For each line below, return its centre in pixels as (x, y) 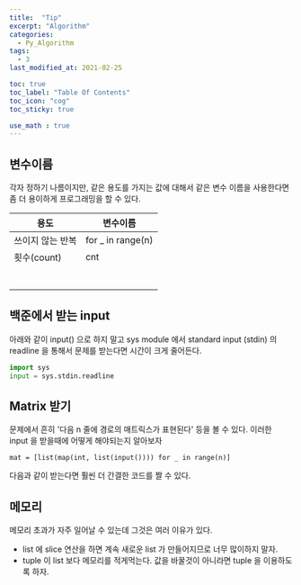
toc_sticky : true (42, 109)
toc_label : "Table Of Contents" (70, 92)
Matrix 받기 (40, 406)
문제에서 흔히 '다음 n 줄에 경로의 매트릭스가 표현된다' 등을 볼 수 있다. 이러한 (141, 429)
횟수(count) (38, 257)
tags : (19, 51)
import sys (30, 367)
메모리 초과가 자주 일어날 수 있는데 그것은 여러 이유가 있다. (111, 530)
